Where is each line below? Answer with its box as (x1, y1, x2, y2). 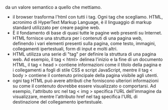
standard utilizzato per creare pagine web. (12, 24, 100, 30)
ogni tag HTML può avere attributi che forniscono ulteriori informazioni (12, 77, 159, 83)
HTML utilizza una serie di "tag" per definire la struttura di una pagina (12, 51, 156, 57)
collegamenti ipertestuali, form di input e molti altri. (12, 46, 118, 51)
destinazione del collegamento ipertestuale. (12, 99, 103, 104)
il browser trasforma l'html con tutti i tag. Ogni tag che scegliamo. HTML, (12, 14, 163, 19)
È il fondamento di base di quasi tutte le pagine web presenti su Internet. (12, 30, 162, 35)
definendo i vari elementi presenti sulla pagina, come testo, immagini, (12, 40, 156, 46)
